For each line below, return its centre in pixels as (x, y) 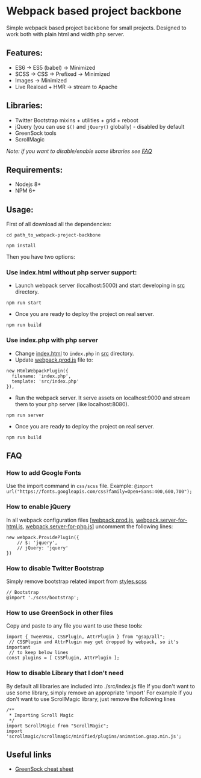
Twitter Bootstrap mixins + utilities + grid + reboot (76, 120)
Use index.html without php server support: (72, 273)
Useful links (29, 755)
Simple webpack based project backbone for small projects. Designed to (96, 28)
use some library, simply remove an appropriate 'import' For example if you (99, 693)
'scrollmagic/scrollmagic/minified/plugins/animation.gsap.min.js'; (94, 736)
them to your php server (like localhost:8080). (72, 404)
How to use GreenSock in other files (60, 613)
